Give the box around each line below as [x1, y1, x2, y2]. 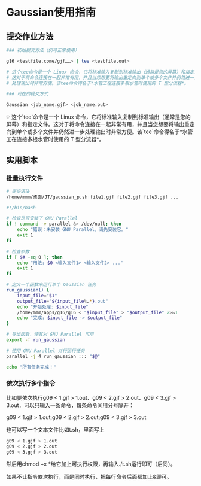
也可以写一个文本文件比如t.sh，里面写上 [6, 426, 105, 433]
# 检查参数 [6, 248, 30, 254]
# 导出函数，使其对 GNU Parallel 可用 [6, 332, 94, 338]
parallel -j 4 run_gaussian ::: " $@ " [6, 353, 100, 359]
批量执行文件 [6, 174, 44, 183]
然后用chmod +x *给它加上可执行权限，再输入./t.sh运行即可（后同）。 [6, 460, 176, 467]
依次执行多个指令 [6, 379, 56, 388]
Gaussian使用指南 [6, 5, 96, 19]
